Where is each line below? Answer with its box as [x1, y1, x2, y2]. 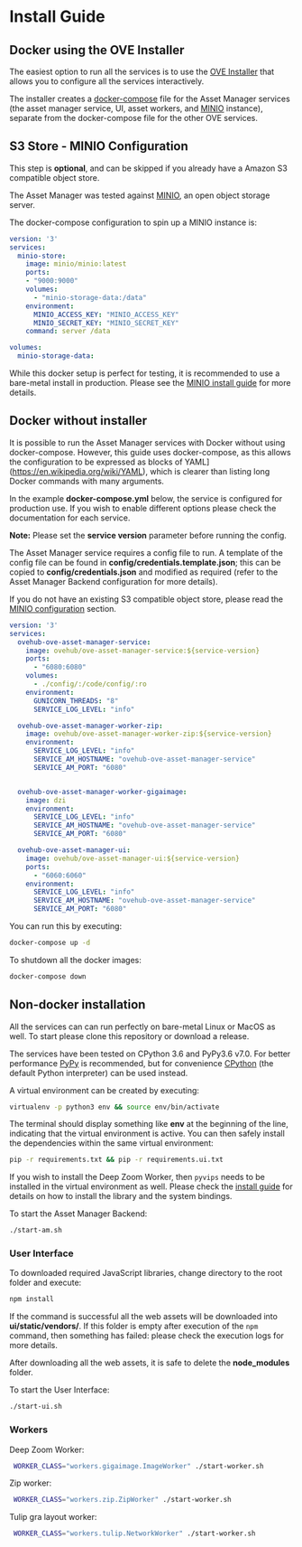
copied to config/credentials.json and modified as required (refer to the [9, 567, 279, 577]
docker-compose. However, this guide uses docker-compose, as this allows [9, 446, 291, 457]
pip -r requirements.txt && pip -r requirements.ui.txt [9, 1155, 224, 1165]
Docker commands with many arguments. [9, 475, 165, 486]
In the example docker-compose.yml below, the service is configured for [9, 492, 282, 503]
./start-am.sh [9, 1226, 63, 1235]
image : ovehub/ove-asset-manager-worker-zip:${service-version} [25, 729, 272, 738]
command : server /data [25, 327, 111, 336]
